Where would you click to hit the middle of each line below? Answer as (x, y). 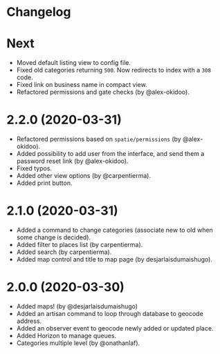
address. (29, 321)
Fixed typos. (34, 168)
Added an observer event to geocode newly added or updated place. (115, 328)
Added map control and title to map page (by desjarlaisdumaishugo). (114, 259)
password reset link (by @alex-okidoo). (72, 161)
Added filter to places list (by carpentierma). (80, 245)
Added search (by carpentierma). (64, 252)
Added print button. (45, 183)
